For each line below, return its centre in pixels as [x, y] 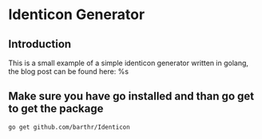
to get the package [56, 109]
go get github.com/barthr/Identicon [69, 127]
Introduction [40, 44]
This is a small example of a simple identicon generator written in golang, [129, 63]
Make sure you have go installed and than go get [131, 97]
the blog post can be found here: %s [69, 71]
